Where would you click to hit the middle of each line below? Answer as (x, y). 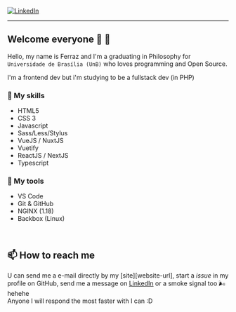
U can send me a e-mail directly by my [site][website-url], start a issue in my (118, 276)
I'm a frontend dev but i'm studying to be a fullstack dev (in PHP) (101, 77)
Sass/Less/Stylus (42, 133)
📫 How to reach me (51, 255)
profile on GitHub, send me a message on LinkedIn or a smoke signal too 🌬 (117, 283)
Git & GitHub (35, 204)
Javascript (33, 126)
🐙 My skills (26, 95)
